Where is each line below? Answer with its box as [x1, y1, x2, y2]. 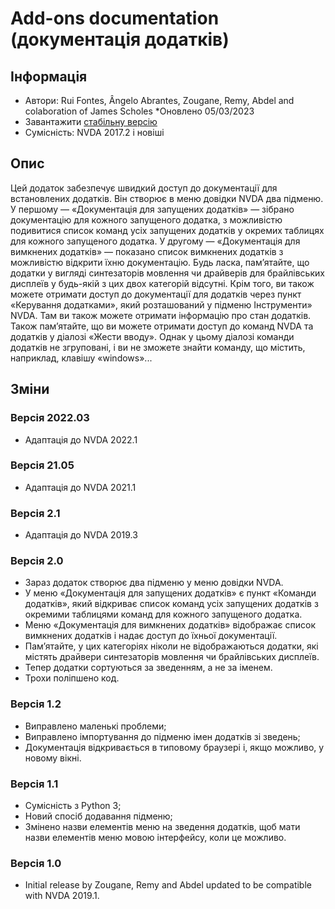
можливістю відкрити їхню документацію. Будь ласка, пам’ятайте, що [10, 256, 310, 268]
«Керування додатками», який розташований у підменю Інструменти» [10, 298, 313, 311]
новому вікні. [24, 752, 82, 764]
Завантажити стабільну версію [24, 116, 158, 127]
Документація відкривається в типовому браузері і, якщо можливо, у [24, 741, 325, 753]
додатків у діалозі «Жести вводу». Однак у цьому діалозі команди [10, 330, 295, 342]
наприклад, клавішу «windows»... [10, 352, 153, 364]
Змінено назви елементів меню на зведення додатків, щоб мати [24, 820, 301, 832]
